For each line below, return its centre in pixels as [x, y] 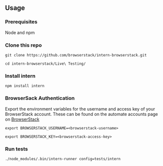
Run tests [17, 149]
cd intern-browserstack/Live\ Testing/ [45, 64]
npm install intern [25, 86]
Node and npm [20, 32]
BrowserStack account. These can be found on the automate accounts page [81, 114]
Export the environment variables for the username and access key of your [80, 109]
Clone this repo [24, 45]
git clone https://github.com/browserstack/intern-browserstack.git [76, 55]
